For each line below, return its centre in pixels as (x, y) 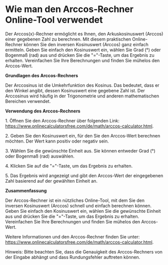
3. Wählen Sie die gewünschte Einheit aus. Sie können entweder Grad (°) (80, 151)
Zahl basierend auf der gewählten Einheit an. (51, 181)
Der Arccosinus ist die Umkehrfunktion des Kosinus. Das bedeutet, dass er (82, 85)
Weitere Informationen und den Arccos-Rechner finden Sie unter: (72, 236)
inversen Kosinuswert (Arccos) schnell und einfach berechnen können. (78, 206)
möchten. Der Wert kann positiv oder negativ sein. (57, 141)
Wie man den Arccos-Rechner (69, 9)
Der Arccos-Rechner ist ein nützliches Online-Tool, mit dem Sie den (75, 200)
